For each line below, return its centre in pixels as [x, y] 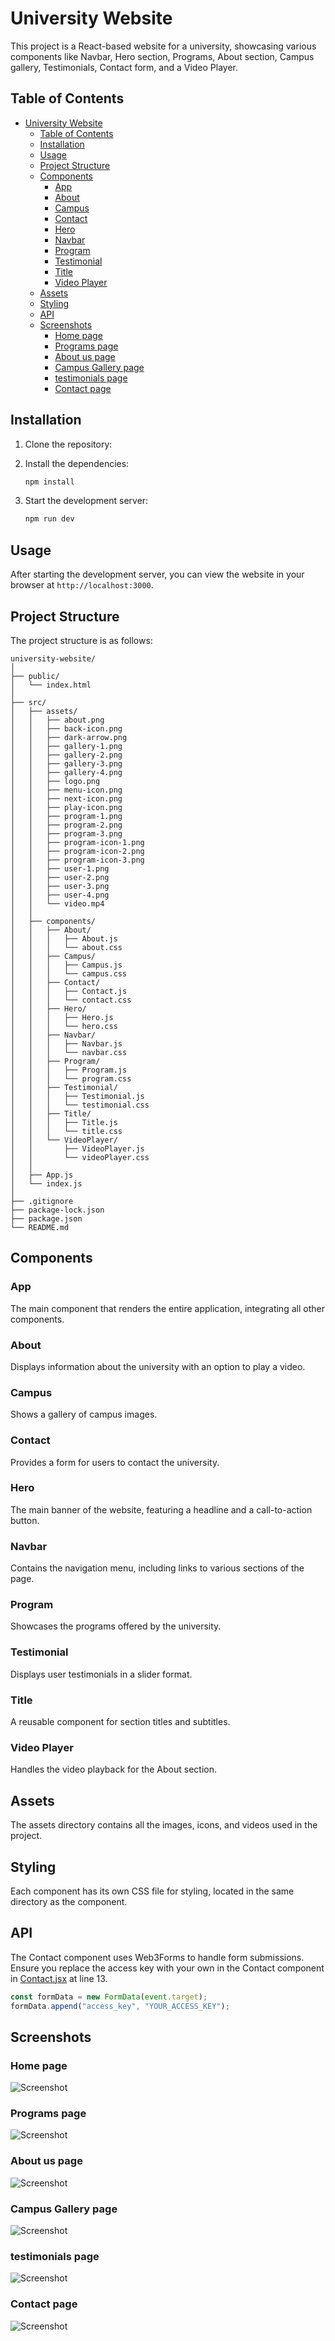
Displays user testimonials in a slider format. [101, 1674]
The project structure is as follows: [81, 640]
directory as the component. [69, 1901]
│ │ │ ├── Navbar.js [66, 1043]
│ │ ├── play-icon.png [66, 807]
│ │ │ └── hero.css [64, 1026]
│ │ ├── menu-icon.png [66, 790]
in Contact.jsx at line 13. [59, 1978]
